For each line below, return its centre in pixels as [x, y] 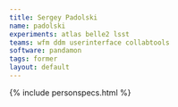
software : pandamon [46, 51]
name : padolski [38, 26]
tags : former [34, 59]
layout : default [39, 68]
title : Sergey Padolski [54, 17]
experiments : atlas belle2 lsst [69, 34]
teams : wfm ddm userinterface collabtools [89, 42]
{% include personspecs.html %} [70, 92]
